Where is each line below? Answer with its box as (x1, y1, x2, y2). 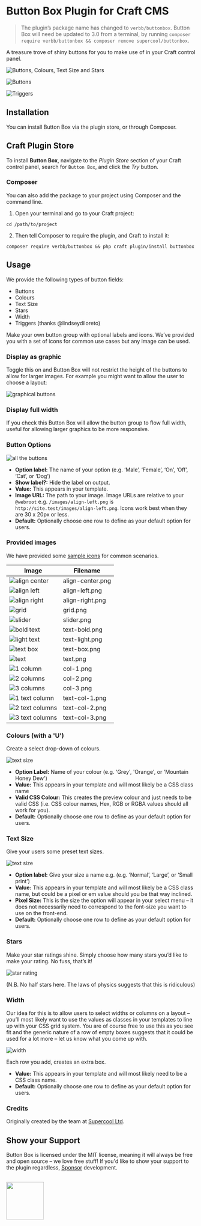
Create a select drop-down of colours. (6, 745, 101, 752)
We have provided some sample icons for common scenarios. (6, 552, 159, 559)
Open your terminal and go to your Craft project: (14, 209, 134, 217)
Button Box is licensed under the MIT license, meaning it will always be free (6, 1151, 193, 1159)
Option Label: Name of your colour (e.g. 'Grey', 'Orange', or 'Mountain (14, 768, 189, 776)
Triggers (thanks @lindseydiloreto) (14, 319, 101, 326)
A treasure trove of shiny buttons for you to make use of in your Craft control (6, 48, 196, 55)
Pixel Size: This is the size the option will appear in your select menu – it (14, 897, 194, 904)
